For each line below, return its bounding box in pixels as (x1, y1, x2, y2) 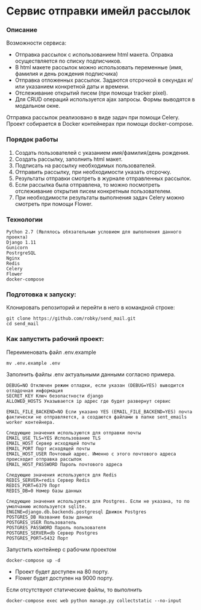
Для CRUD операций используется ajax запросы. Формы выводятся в (14, 96, 196, 103)
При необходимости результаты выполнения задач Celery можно (14, 194, 185, 201)
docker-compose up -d (6, 557, 61, 564)
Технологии (6, 215, 43, 223)
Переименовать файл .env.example (6, 348, 96, 356)
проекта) (6, 234, 28, 240)
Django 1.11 (6, 240, 36, 246)
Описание (6, 26, 38, 34)
